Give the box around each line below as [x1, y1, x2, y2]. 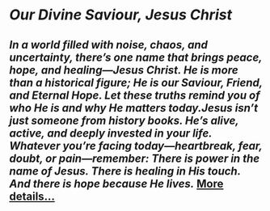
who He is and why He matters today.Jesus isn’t [9, 101, 258, 115]
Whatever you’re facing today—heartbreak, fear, [9, 139, 263, 153]
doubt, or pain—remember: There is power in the [9, 151, 260, 165]
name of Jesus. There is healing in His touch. [9, 164, 241, 178]
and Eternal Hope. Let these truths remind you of [9, 88, 261, 102]
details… [9, 189, 55, 203]
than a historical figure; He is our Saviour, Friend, [9, 75, 264, 90]
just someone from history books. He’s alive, [9, 113, 239, 127]
